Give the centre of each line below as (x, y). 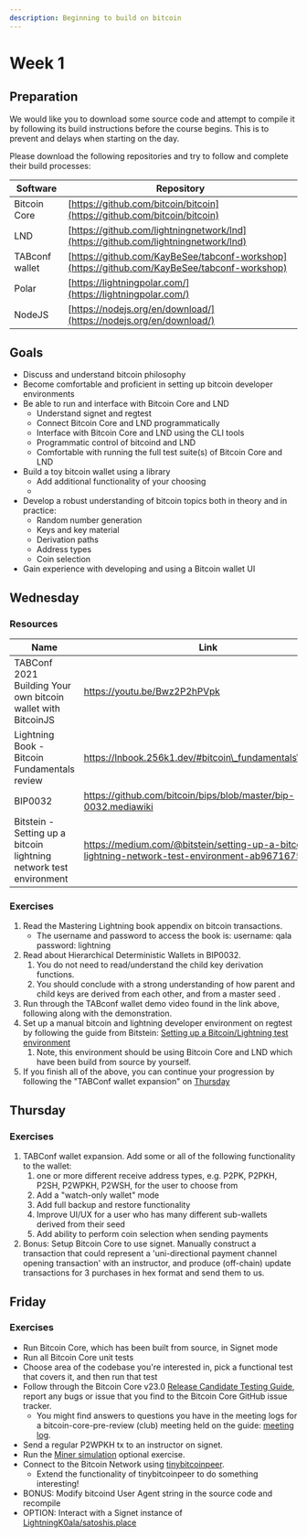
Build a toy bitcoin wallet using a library (96, 472)
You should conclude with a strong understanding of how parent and (165, 985)
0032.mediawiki (118, 807)
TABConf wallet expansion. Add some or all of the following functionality (159, 1157)
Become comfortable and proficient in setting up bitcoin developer (148, 384)
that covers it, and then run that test (90, 1376)
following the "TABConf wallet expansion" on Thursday (126, 1082)
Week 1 (37, 63)
